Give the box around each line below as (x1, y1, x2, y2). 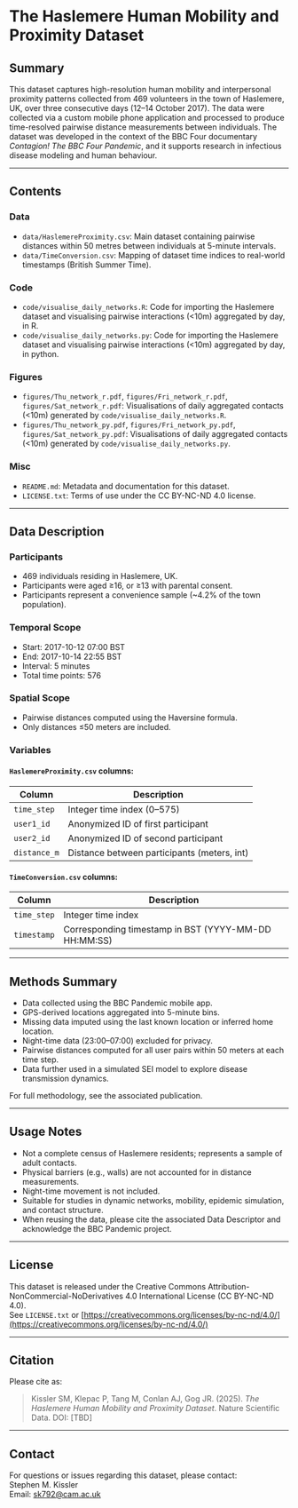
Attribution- (208, 1281, 250, 1291)
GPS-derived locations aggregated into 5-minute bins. (21, 1007, 220, 1018)
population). (21, 599, 67, 610)
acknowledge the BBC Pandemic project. (21, 1223, 173, 1234)
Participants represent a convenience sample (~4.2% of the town (21, 590, 262, 600)
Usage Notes (9, 1124, 82, 1139)
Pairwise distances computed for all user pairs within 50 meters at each (21, 1045, 285, 1055)
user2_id (13, 833, 51, 843)
